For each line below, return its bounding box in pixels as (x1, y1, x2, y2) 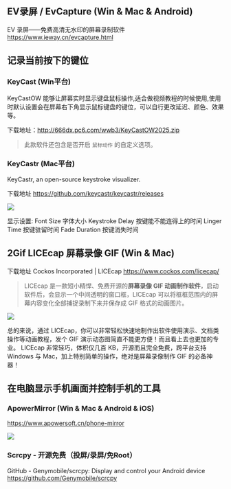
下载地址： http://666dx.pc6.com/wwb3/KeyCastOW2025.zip (7, 126, 180, 134)
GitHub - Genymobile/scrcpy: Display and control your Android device (7, 466, 206, 475)
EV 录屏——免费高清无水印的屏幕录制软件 (7, 25, 126, 34)
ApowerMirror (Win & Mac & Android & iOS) (7, 403, 155, 413)
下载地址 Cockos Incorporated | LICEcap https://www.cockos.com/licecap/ (7, 266, 219, 275)
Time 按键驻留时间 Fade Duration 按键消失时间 (7, 225, 139, 234)
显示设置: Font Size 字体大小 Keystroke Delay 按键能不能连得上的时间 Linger (7, 216, 222, 225)
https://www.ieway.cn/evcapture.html (7, 33, 113, 41)
